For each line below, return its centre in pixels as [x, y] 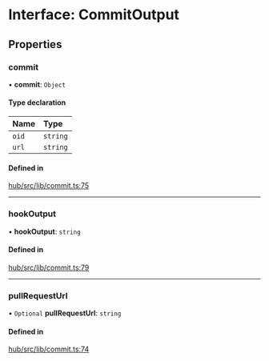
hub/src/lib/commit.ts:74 [49, 349]
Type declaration [37, 102]
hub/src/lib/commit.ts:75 [49, 186]
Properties [35, 44]
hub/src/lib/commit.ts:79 [49, 267]
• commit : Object [37, 84]
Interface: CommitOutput [94, 15]
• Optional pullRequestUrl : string [65, 313]
